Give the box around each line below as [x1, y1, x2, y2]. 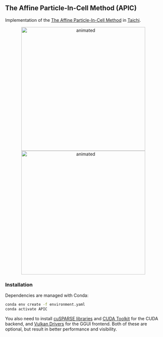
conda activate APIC [5, 306, 48, 311]
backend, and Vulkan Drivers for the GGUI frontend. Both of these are [5, 321, 147, 327]
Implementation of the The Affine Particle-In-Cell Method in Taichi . [5, 17, 141, 23]
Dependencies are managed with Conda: [5, 292, 89, 298]
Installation [5, 281, 33, 288]
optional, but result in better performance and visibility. [5, 326, 117, 332]
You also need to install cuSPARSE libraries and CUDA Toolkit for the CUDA [5, 315, 159, 321]
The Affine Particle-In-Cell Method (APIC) [5, 4, 137, 12]
